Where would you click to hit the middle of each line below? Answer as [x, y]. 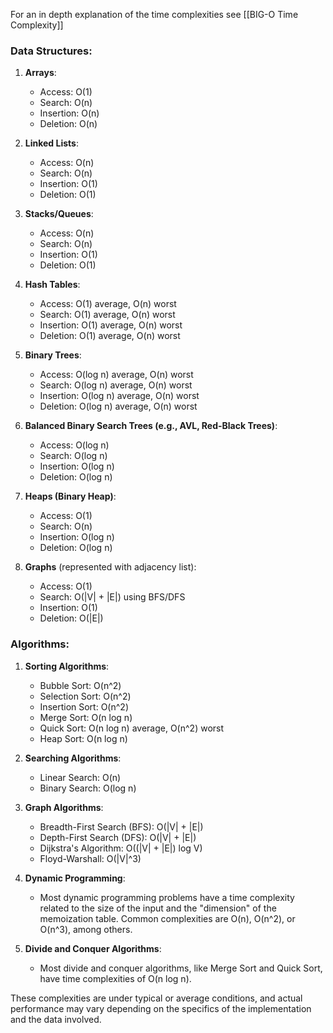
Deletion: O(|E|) [71, 618]
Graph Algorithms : [64, 807]
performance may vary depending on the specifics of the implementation [161, 1008]
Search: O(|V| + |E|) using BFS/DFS [112, 597]
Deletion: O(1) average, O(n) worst [110, 336]
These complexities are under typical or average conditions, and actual [156, 998]
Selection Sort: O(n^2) [85, 696]
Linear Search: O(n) [80, 777]
